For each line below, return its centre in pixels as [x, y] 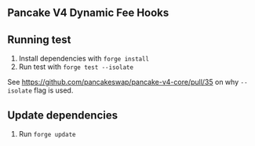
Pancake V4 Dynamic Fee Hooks [88, 13]
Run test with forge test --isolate [76, 67]
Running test [39, 40]
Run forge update [47, 134]
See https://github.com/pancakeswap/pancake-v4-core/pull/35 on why [123, 82]
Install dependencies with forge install [84, 59]
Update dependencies [63, 115]
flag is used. [54, 90]
